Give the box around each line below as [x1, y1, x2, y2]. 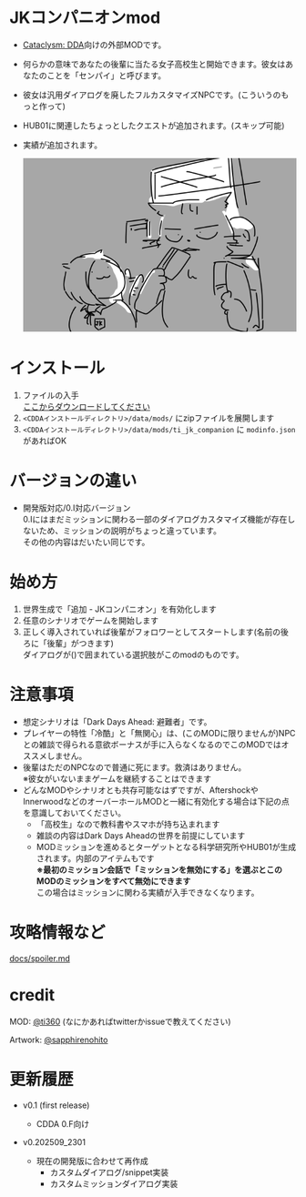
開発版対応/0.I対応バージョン [22, 502, 131, 513]
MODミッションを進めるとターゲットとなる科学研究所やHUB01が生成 [36, 842, 297, 852]
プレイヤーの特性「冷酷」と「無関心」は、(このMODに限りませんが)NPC [22, 728, 296, 738]
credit [9, 985, 56, 1006]
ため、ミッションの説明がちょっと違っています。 [38, 525, 221, 536]
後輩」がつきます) [46, 638, 114, 649]
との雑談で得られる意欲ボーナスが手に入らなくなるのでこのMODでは [22, 739, 282, 750]
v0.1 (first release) [22, 1100, 90, 1111]
